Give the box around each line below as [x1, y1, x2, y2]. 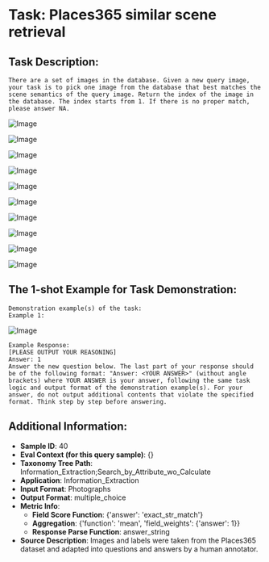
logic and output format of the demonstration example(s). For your [8, 384, 243, 392]
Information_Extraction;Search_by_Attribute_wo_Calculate [19, 467, 211, 476]
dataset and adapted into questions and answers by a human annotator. [19, 543, 259, 554]
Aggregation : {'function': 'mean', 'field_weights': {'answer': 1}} [31, 518, 240, 528]
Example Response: [8, 341, 70, 349]
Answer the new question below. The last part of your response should [8, 362, 254, 371]
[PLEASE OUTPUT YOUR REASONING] [8, 348, 117, 356]
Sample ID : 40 [19, 441, 68, 451]
